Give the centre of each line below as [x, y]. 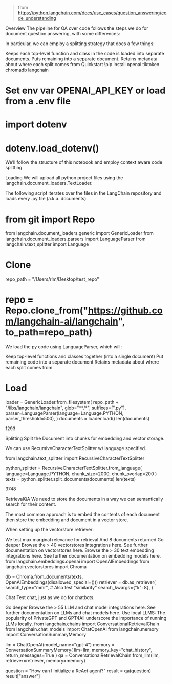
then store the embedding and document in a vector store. [67, 520]
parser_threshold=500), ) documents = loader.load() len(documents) [78, 419]
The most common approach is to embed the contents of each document [82, 515]
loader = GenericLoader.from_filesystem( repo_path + [62, 402]
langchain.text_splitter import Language [47, 244]
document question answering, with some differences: [63, 34]
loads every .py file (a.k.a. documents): [47, 199]
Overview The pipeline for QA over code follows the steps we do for [77, 28]
